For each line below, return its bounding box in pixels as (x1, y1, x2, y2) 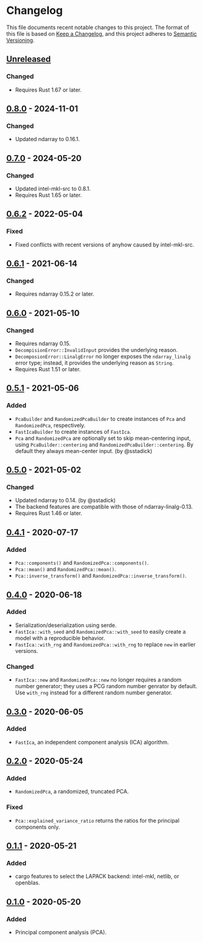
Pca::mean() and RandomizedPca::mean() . (15, 566, 116, 573)
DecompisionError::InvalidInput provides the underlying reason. (15, 347, 178, 354)
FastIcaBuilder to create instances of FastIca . (15, 428, 131, 435)
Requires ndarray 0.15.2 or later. (15, 290, 95, 297)
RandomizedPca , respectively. (15, 422, 86, 429)
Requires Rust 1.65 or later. (15, 191, 82, 199)
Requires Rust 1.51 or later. (15, 366, 81, 373)
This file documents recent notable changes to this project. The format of (6, 24, 190, 31)
